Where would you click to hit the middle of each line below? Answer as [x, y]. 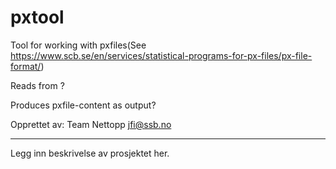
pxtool [37, 17]
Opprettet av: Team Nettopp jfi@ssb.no [91, 124]
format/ [26, 66]
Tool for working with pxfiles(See [78, 45]
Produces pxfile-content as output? [83, 105]
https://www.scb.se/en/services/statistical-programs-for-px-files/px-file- [161, 55]
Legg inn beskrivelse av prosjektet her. [90, 153]
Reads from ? [37, 85]
